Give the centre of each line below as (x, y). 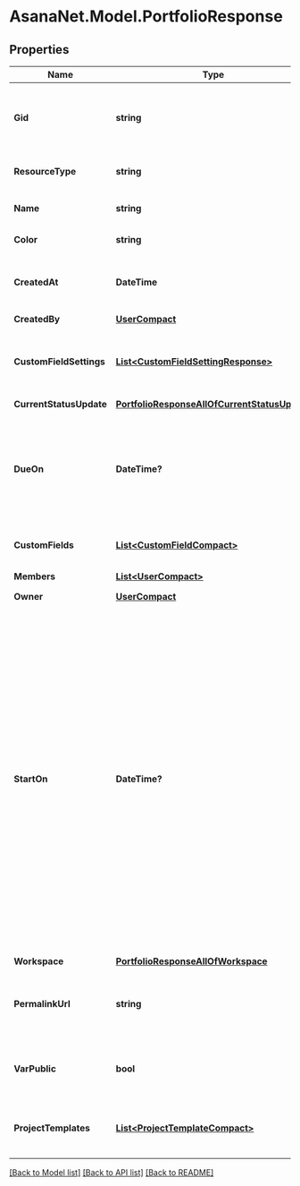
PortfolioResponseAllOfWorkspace (192, 961)
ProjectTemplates (52, 1128)
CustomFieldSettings (59, 362)
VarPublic (35, 1069)
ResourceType (45, 171)
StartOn (31, 779)
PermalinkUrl (42, 1004)
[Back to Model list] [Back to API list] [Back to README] (112, 1173)
